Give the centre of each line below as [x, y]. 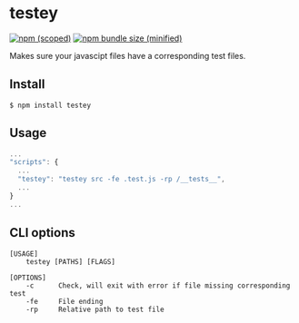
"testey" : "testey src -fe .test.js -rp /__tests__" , [121, 180]
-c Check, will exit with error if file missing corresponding [158, 285]
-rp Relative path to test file [95, 309]
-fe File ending [65, 301]
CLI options [42, 233]
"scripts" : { [34, 162]
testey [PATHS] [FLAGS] [71, 261]
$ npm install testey [50, 105]
